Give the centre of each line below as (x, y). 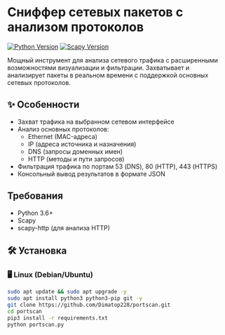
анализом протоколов (76, 27)
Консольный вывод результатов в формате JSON (91, 173)
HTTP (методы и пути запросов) (76, 159)
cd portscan (25, 311)
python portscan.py (36, 324)
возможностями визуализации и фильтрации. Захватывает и (98, 67)
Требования (35, 196)
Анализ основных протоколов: (63, 129)
